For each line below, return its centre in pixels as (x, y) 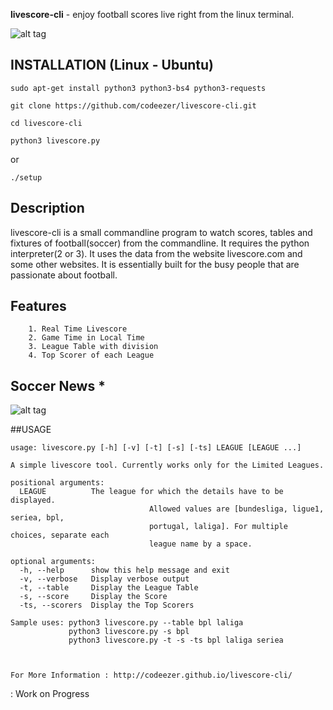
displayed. (33, 500)
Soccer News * (58, 385)
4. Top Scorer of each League (91, 355)
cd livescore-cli (46, 123)
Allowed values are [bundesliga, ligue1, (236, 509)
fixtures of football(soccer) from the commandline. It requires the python (160, 243)
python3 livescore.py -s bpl (129, 632)
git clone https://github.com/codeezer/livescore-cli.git (133, 105)
